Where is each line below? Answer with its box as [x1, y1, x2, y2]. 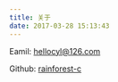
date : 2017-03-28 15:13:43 [9, 21, 110, 30]
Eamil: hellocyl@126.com [9, 45, 101, 56]
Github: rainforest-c [9, 63, 82, 74]
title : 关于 [9, 12, 51, 22]
